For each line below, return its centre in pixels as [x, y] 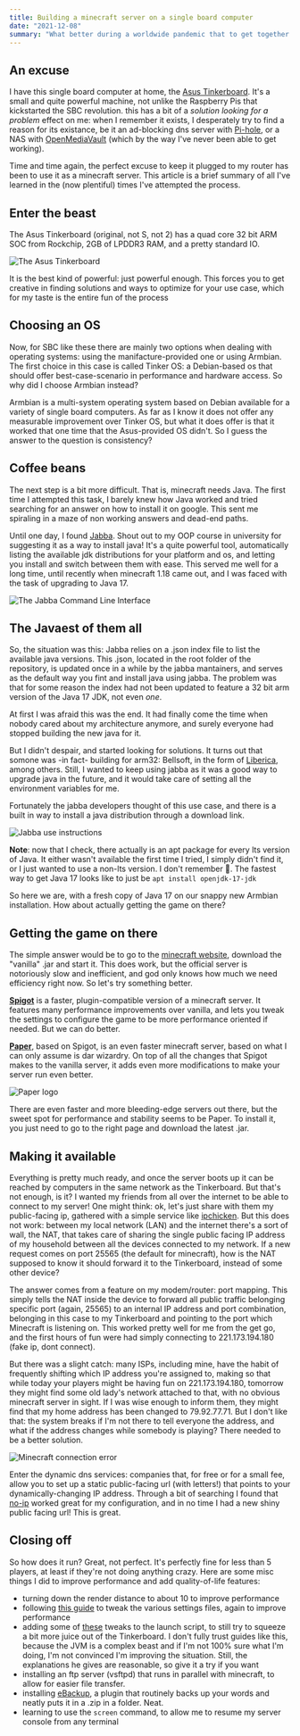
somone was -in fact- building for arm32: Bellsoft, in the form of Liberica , [144, 760]
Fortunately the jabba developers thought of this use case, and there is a [143, 806]
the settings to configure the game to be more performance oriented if [138, 1019]
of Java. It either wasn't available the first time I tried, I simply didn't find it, [146, 860]
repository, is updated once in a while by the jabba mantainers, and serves [146, 669]
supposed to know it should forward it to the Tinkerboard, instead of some [146, 1263]
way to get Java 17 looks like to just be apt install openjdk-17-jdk [133, 878]
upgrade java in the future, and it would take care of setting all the [130, 779]
